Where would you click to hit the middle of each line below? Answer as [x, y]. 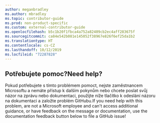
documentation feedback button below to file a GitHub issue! [65, 116]
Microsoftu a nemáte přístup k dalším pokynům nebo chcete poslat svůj [76, 91]
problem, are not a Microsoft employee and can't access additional [72, 106]
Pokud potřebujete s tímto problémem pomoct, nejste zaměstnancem [74, 85]
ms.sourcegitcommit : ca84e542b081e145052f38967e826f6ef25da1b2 [70, 37]
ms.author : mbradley [26, 14]
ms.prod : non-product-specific [36, 23]
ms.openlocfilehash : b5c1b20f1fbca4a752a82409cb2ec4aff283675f [70, 32]
